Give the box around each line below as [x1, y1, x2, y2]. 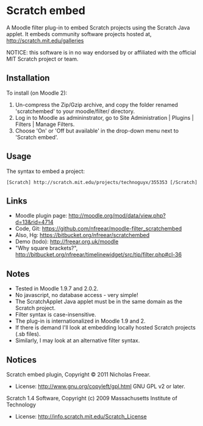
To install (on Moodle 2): [6, 89, 68, 97]
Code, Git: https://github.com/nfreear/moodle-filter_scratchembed [15, 225, 182, 232]
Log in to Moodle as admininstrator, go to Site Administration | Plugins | [15, 114, 194, 121]
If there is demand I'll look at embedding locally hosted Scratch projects [15, 324, 196, 331]
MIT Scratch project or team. [6, 55, 79, 62]
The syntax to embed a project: [6, 167, 85, 175]
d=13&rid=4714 [15, 218, 54, 226]
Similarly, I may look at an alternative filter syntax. [15, 337, 140, 344]
